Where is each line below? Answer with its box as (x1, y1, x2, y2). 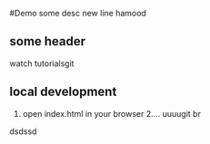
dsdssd (9, 126, 37, 137)
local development (9, 84, 117, 100)
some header (9, 34, 86, 49)
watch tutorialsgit (9, 58, 75, 69)
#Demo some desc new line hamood (9, 8, 147, 18)
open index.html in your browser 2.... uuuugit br (22, 108, 202, 119)
